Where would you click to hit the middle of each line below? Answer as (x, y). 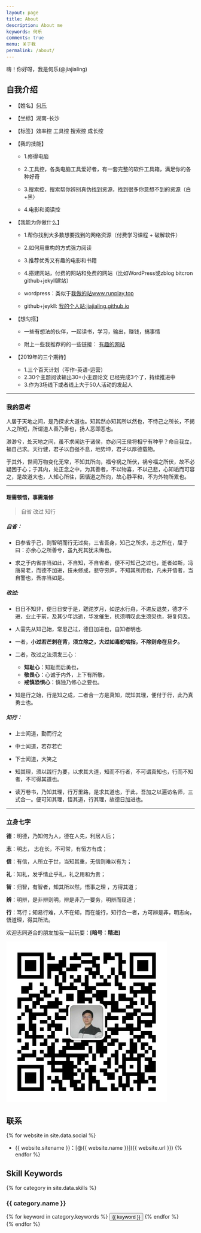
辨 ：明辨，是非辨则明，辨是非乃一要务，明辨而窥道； (72, 900)
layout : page (22, 13)
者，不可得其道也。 (39, 779)
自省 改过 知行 (38, 511)
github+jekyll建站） (48, 280)
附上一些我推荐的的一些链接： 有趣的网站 (74, 344)
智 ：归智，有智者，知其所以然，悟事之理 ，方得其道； (72, 887)
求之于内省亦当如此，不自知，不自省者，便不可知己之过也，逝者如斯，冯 (104, 563)
